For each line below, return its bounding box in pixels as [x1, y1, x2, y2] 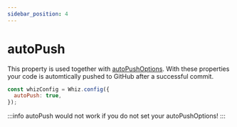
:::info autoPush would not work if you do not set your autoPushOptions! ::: [7, 111, 226, 121]
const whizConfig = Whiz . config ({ [7, 86, 110, 93]
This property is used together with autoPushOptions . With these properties [7, 65, 230, 73]
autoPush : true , [14, 92, 62, 99]
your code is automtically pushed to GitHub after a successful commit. [7, 72, 214, 80]
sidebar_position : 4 [7, 10, 69, 18]
